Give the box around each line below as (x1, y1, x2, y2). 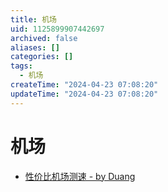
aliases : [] (10, 42, 60, 53)
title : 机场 (10, 14, 57, 25)
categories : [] (10, 52, 74, 62)
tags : (10, 61, 33, 71)
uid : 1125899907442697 (10, 24, 105, 34)
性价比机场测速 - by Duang (24, 170, 136, 182)
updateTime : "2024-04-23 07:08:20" (10, 89, 159, 99)
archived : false (10, 33, 78, 43)
